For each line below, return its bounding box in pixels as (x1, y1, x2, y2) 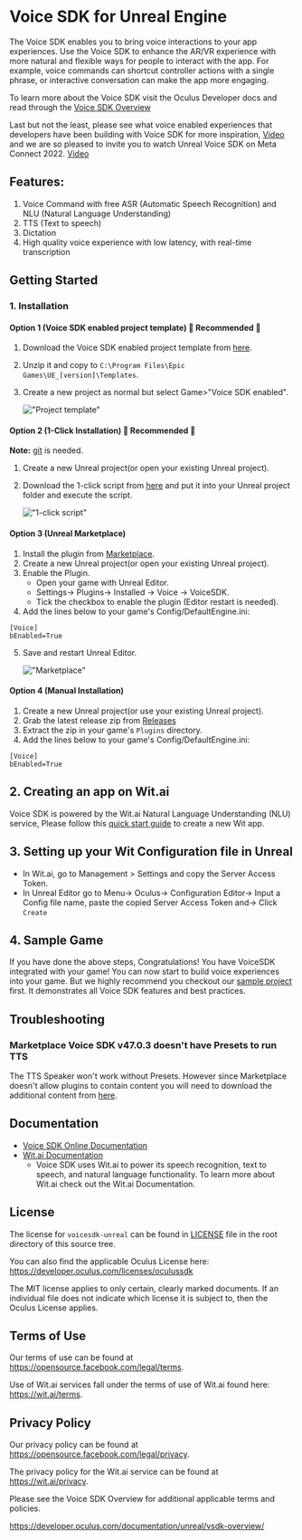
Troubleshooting (9, 1011, 106, 1027)
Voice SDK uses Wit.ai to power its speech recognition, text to (35, 1159, 267, 1170)
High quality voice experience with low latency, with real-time (22, 237, 252, 248)
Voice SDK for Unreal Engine (9, 6, 228, 27)
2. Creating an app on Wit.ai (9, 784, 170, 799)
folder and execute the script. (22, 490, 133, 501)
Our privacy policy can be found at (9, 1440, 138, 1450)
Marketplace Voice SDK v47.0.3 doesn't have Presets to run (9, 1038, 278, 1051)
